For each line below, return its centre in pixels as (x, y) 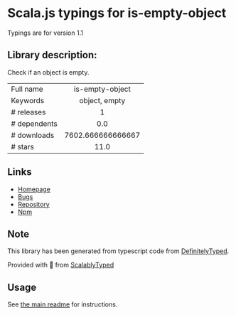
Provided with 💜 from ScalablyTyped (61, 265)
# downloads (33, 135)
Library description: (52, 55)
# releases (28, 112)
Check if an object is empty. (48, 72)
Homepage (34, 189)
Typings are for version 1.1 (45, 33)
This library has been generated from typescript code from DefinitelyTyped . (118, 251)
